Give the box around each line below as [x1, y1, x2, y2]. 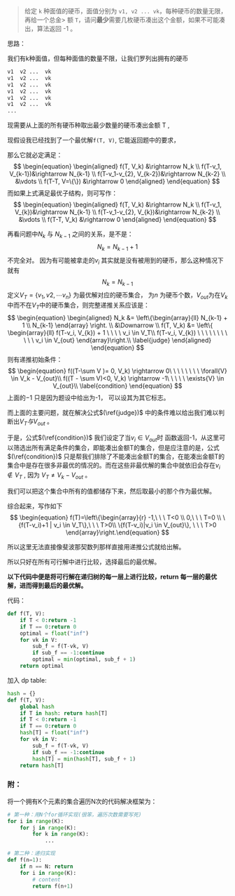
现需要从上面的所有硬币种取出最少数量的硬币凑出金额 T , [7, 121, 170, 129]
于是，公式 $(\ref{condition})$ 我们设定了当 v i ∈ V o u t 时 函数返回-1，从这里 [7, 433, 220, 443]
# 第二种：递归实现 [7, 850, 56, 857]
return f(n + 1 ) [32, 883, 73, 890]
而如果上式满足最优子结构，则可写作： [7, 189, 117, 197]
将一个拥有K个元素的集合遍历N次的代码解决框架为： [7, 797, 157, 805]
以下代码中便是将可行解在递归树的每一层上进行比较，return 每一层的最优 [7, 572, 218, 581]
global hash [20, 703, 55, 710]
